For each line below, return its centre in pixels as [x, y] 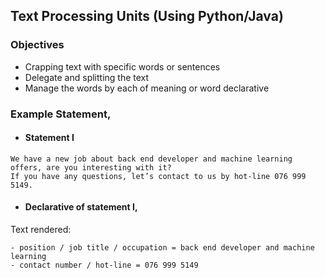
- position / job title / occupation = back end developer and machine [162, 248]
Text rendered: [41, 230]
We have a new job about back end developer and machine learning [151, 159]
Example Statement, [61, 114]
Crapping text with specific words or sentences [122, 66]
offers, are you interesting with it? [91, 167]
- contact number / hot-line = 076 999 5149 [104, 265]
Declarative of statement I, [81, 207]
